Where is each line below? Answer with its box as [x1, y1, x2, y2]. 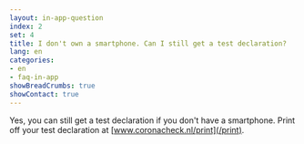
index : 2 [9, 22, 43, 31]
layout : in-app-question [9, 13, 104, 23]
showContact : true [9, 89, 79, 98]
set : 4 [9, 30, 35, 39]
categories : [9, 56, 55, 65]
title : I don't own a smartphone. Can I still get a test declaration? [9, 38, 287, 48]
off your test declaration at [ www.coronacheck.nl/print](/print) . [9, 124, 245, 135]
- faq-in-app [9, 73, 59, 82]
